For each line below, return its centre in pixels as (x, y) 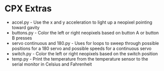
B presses (22, 38)
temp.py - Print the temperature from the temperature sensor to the (80, 59)
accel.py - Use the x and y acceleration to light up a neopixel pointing (82, 22)
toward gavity (26, 27)
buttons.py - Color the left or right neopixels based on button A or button (85, 33)
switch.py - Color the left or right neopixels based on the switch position (85, 53)
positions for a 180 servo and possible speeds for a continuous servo (82, 48)
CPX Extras (28, 9)
